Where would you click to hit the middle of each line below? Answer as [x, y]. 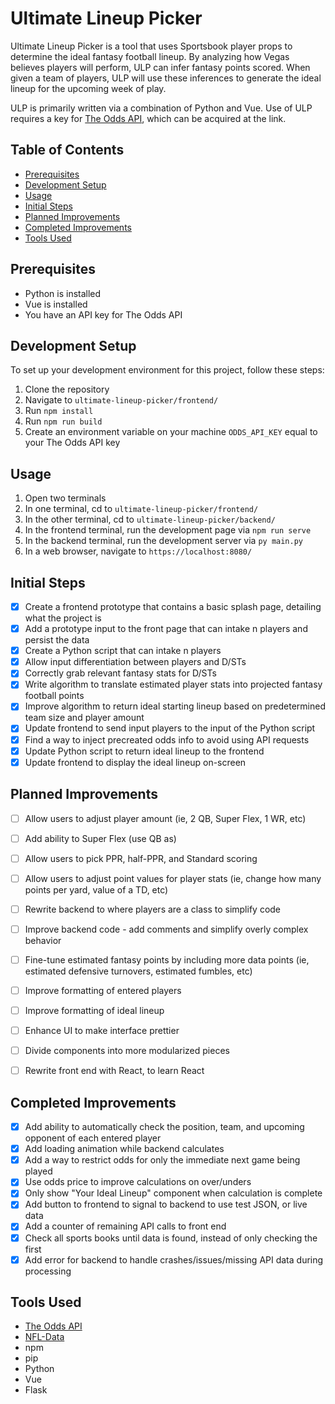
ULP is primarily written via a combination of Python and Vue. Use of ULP [161, 108]
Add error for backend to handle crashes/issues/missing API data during [174, 1259]
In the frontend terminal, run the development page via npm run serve [168, 530]
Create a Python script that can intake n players [123, 651]
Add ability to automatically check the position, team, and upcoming [164, 1127]
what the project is [63, 618]
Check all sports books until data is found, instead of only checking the [171, 1238]
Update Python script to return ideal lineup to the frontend [144, 751]
